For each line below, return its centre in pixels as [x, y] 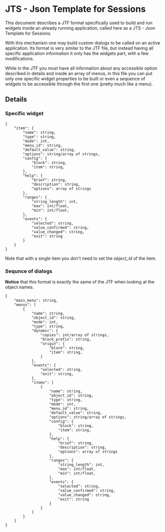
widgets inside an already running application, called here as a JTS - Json [80, 28]
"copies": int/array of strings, [75, 335]
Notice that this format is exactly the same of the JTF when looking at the [80, 282]
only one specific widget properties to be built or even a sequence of [75, 79]
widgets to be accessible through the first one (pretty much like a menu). [79, 84]
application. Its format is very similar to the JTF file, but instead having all [79, 48]
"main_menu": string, [36, 300]
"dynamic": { [45, 330]
